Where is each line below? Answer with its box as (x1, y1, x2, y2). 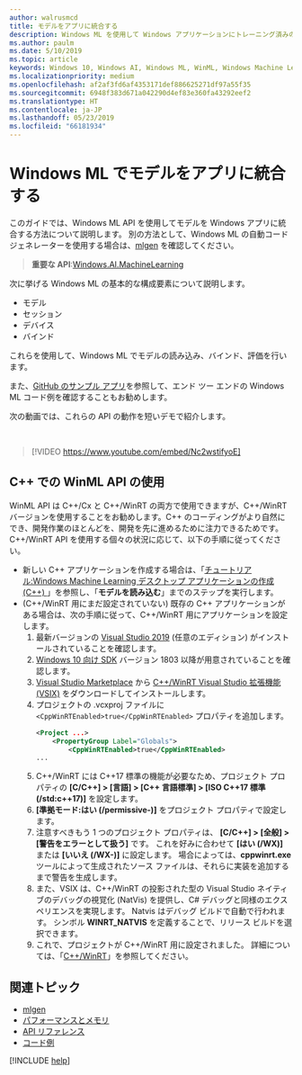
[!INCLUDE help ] (9, 1055, 70, 1066)
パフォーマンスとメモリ (22, 1015, 110, 1026)
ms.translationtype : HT (9, 96, 99, 106)
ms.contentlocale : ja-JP (9, 105, 102, 114)
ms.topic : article (9, 55, 78, 64)
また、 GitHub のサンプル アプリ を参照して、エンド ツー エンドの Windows (9, 380, 285, 391)
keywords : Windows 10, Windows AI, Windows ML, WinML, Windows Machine (9, 64, 283, 73)
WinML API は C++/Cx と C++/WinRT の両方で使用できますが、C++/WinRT (9, 500, 288, 511)
